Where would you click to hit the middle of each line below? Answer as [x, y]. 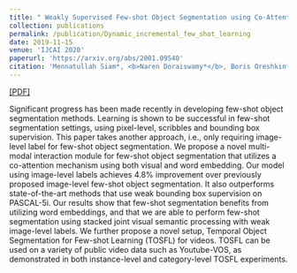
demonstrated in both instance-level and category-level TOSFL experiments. [148, 259]
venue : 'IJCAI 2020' [47, 50]
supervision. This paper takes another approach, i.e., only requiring [132, 137]
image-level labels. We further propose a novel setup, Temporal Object [138, 231]
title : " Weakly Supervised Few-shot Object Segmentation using [130, 17]
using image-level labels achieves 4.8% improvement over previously [136, 174]
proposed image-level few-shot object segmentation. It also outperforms [142, 184]
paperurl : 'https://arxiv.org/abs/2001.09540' [96, 58]
